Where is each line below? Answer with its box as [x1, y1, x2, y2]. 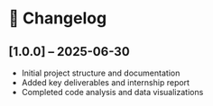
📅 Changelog [8, 8, 107, 29]
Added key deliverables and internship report [21, 77, 190, 88]
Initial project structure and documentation [21, 67, 181, 78]
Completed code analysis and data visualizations [21, 87, 204, 97]
